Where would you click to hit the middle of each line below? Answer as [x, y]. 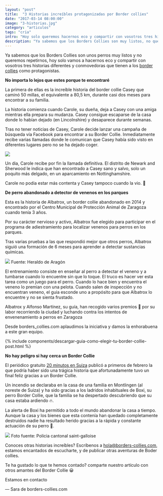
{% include [16, 341]
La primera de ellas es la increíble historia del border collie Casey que [74, 89]
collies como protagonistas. [33, 71]
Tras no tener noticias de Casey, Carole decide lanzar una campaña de [76, 129]
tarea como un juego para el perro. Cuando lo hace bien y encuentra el [76, 282]
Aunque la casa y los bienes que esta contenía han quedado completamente [81, 415]
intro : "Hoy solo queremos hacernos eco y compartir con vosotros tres [79, 37]
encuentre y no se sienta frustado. [40, 297]
